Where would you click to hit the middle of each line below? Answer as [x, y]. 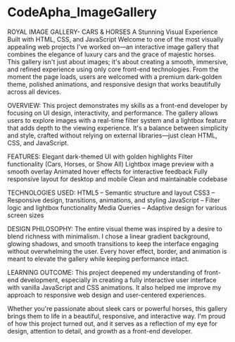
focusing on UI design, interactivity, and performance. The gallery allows [113, 113]
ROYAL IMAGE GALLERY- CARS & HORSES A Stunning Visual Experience [113, 32]
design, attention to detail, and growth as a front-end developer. [100, 331]
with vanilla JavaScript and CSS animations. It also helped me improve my [114, 287]
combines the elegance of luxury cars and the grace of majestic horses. [112, 54]
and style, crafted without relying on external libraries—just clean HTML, [113, 135]
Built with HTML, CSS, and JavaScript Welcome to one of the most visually [115, 39]
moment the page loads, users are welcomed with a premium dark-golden [115, 77]
